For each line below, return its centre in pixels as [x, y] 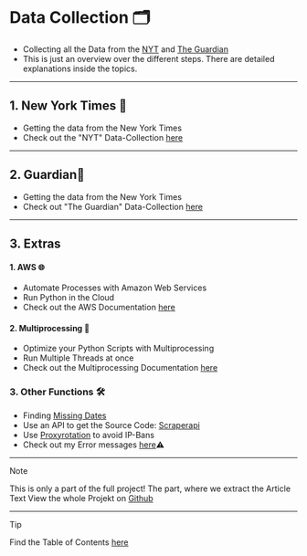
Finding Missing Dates [64, 415]
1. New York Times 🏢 [69, 106]
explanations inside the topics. [80, 68]
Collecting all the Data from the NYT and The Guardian [125, 49]
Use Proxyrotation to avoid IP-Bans [89, 435]
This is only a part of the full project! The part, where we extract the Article [150, 488]
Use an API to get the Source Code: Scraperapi [111, 425]
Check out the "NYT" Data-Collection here [103, 137]
